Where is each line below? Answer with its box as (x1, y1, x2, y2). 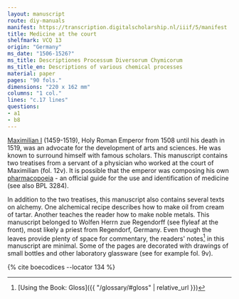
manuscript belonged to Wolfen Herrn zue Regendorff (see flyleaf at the (7, 218, 219, 226)
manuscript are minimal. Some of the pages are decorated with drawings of (7, 241, 229, 250)
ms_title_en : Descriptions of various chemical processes (7, 63, 183, 70)
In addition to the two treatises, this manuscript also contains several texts (7, 195, 225, 204)
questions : (7, 103, 40, 110)
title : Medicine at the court (7, 30, 97, 38)
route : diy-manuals (7, 17, 65, 24)
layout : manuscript (7, 10, 65, 18)
